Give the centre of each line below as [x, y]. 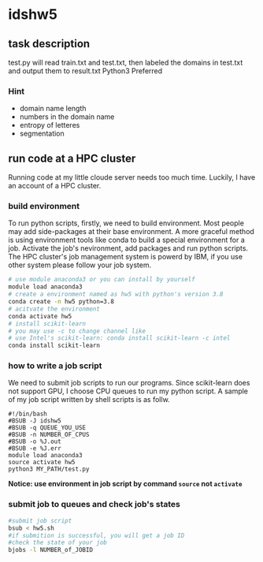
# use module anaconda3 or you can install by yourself [102, 280]
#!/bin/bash [28, 414]
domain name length [53, 109]
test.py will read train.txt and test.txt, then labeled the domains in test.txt [126, 62]
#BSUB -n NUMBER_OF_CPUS [49, 435]
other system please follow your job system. [80, 265]
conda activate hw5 [40, 316]
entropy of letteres [50, 125]
